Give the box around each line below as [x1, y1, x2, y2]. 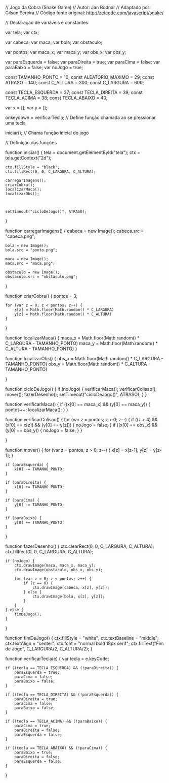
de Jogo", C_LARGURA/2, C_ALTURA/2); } [5, 646, 93, 652]
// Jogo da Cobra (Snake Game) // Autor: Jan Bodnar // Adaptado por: [5, 5, 151, 10]
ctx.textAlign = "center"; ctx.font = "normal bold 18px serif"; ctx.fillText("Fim [5, 640, 164, 646]
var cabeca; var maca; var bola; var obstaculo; [5, 39, 103, 45]
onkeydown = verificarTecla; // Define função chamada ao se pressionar [5, 114, 156, 120]
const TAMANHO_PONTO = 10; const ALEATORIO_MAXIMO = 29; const [5, 74, 154, 80]
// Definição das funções [5, 140, 57, 145]
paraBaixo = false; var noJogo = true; [5, 65, 83, 70]
